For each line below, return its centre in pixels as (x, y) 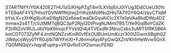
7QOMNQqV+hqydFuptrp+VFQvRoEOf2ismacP (55, 45)
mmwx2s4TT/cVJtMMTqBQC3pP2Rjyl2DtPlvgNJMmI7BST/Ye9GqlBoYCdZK (85, 23)
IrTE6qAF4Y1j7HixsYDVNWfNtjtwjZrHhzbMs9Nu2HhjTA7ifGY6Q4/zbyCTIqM (86, 13)
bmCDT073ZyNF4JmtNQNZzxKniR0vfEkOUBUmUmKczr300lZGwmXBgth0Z (86, 34)
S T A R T (13, 7)
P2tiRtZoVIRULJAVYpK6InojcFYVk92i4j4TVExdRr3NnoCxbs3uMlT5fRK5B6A (86, 29)
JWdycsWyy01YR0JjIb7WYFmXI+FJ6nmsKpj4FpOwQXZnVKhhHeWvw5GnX (86, 39)
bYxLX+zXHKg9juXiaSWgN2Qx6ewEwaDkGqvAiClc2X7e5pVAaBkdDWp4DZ (85, 18)
